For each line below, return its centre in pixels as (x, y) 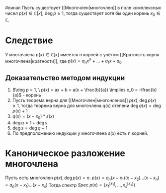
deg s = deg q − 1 (30, 128)
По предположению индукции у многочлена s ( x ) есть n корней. (80, 133)
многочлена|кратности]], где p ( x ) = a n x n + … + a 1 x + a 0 (63, 61)
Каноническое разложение (65, 153)
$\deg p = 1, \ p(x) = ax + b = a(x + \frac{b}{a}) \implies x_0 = (75, 90)
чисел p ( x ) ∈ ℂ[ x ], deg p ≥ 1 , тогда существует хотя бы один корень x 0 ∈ (83, 14)
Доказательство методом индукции (65, 78)
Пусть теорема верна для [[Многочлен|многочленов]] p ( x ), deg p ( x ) (84, 100)
